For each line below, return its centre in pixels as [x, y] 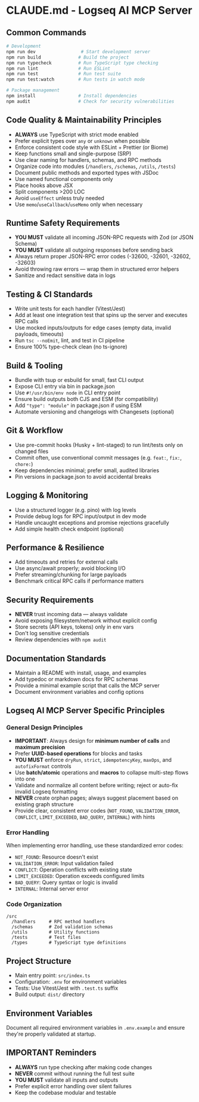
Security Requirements [50, 600]
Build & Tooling [35, 365]
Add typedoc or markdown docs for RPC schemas [76, 679]
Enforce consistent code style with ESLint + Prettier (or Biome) [91, 147]
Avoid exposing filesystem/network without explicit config [86, 621]
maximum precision [40, 747]
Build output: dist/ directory [50, 994]
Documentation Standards [56, 658]
